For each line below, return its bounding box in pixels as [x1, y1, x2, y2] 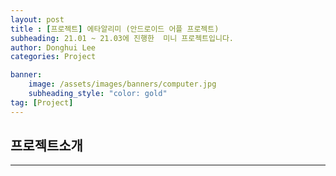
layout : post [10, 14, 65, 25]
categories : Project [10, 52, 97, 62]
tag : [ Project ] [10, 97, 74, 108]
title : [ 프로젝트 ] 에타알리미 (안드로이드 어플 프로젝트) [10, 24, 220, 34]
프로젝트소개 [10, 137, 83, 155]
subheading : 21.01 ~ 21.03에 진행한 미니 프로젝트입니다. [10, 33, 234, 43]
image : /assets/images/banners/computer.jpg [28, 79, 217, 90]
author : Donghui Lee [10, 42, 97, 53]
